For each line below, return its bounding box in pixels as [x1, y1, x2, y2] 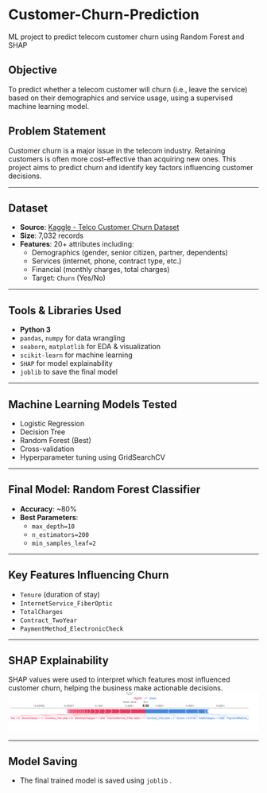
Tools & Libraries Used [8, 304, 122, 317]
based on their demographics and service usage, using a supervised [8, 93, 233, 103]
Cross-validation [19, 444, 75, 453]
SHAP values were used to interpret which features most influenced [8, 674, 230, 685]
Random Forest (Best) [19, 436, 91, 445]
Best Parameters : [19, 512, 79, 522]
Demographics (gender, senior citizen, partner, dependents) [31, 248, 229, 258]
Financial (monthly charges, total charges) [31, 265, 170, 274]
